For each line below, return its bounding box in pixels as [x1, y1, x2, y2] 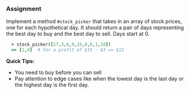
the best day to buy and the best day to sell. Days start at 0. [6, 30, 150, 37]
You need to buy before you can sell [14, 69, 102, 76]
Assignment [6, 5, 42, 13]
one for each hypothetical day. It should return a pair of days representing [6, 24, 184, 31]
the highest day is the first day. [14, 81, 89, 89]
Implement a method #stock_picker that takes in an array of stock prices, [6, 18, 182, 25]
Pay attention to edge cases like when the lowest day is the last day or [14, 75, 184, 82]
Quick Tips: [6, 58, 35, 65]
